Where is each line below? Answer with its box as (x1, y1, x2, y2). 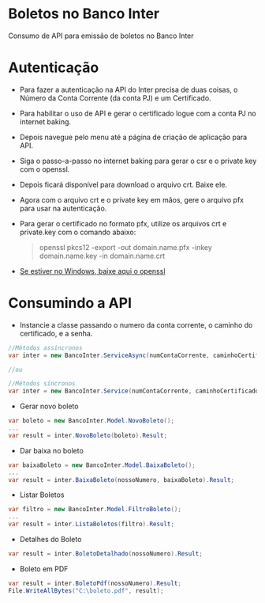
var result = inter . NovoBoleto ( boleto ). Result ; (8, 431, 168, 439)
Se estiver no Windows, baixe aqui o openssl (19, 266, 166, 275)
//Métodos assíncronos (8, 343, 83, 352)
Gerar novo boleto (19, 401, 79, 411)
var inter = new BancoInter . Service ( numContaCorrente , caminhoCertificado (8, 387, 259, 396)
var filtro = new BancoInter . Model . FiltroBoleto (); (8, 506, 181, 514)
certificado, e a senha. (19, 328, 93, 338)
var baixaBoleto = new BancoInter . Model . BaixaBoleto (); (8, 461, 196, 469)
